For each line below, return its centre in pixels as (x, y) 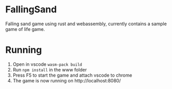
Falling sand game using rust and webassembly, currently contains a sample (86, 24)
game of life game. (25, 29)
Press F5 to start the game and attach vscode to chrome (72, 75)
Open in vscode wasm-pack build (47, 64)
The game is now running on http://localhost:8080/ (67, 80)
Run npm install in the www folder (50, 69)
